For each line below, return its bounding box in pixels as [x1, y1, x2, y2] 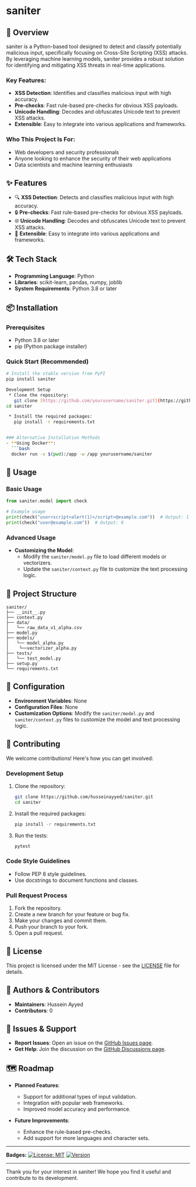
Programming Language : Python [14, 272, 94, 279]
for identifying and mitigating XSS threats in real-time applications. [6, 62, 166, 69]
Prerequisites [6, 323, 45, 332]
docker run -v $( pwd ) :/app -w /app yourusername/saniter [11, 451, 153, 457]
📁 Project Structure [6, 589, 77, 599]
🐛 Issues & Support [6, 1024, 77, 1034]
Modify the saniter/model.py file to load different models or [23, 553, 167, 560]
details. [6, 968, 24, 975]
